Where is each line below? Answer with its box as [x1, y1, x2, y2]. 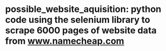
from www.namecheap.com [5, 35, 124, 47]
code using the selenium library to [5, 14, 150, 25]
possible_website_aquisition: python [5, 3, 161, 15]
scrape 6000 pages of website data [5, 25, 157, 36]
